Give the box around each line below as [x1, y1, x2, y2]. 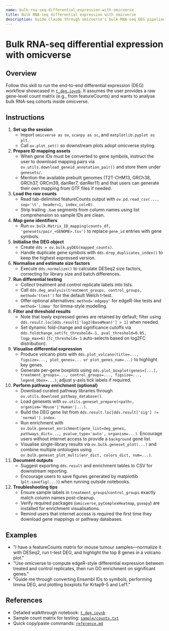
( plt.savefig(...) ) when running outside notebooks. [20, 479, 130, 485]
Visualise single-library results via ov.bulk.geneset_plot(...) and [20, 441, 157, 447]
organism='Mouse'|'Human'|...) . [20, 404, 87, 410]
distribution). [20, 340, 47, 346]
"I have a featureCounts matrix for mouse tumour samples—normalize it [13, 544, 161, 550]
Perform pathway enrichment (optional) [13, 382, 98, 388]
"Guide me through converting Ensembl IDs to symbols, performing [13, 576, 152, 582]
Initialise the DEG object [13, 239, 64, 245]
